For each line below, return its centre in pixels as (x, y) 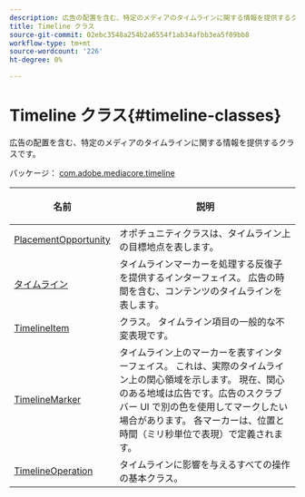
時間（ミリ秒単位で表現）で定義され (197, 434)
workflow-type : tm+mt (50, 43)
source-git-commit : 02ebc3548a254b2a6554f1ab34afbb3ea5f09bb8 (129, 34)
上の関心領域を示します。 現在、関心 (207, 379)
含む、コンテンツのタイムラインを (210, 291)
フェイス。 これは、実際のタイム (197, 365)
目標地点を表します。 (174, 247)
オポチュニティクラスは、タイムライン (201, 233)
